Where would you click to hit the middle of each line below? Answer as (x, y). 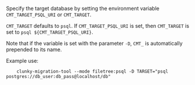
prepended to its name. (34, 49)
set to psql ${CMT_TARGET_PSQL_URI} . (50, 32)
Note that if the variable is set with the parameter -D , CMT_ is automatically (94, 43)
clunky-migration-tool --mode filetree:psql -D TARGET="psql (92, 72)
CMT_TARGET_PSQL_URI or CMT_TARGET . (49, 15)
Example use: (22, 61)
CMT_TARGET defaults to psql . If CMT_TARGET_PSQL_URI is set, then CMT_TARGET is (98, 26)
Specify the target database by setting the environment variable (83, 8)
